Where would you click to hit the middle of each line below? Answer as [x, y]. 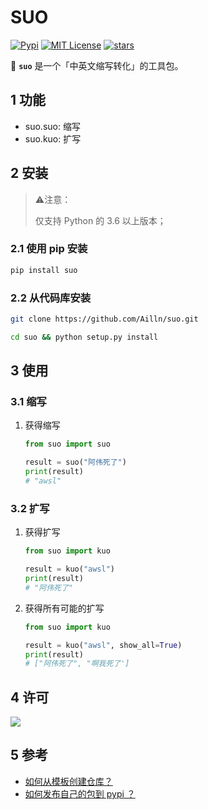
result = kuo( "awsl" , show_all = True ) [103, 645]
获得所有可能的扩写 [64, 608]
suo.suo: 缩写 [52, 126]
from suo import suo [67, 444]
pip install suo [44, 270]
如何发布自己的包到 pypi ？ [80, 793]
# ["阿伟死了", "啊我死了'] [77, 664]
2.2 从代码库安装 [51, 298]
